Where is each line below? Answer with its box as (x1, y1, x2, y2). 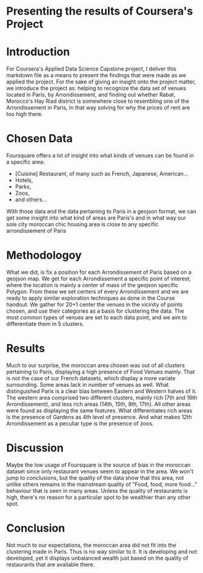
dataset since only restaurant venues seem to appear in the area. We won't (6, 467, 194, 475)
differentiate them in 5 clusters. (6, 321, 84, 327)
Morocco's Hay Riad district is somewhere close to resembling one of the (6, 97, 190, 105)
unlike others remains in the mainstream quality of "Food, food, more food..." (6, 481, 198, 488)
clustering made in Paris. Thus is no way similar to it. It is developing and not (6, 547, 198, 555)
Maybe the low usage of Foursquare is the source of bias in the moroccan (6, 461, 191, 468)
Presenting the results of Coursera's (6, 4, 193, 18)
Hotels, (15, 176, 33, 184)
